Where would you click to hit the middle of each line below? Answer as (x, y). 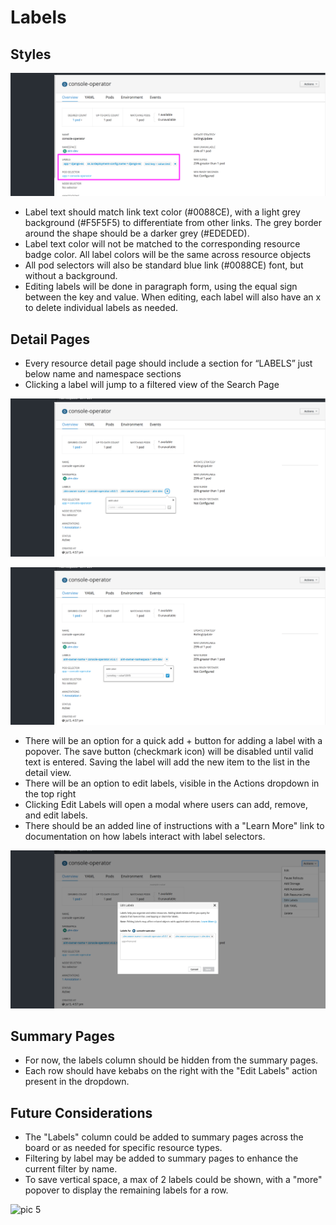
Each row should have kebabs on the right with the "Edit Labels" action (171, 1071)
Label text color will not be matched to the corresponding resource (162, 244)
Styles (31, 54)
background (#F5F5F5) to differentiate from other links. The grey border (173, 223)
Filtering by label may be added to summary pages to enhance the (161, 1158)
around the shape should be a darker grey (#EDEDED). (137, 233)
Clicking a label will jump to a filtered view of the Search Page (152, 385)
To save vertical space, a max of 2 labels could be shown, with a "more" (173, 1180)
